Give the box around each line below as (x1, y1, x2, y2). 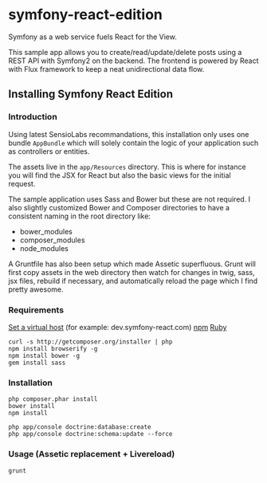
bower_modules (19, 226, 73, 236)
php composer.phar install (8, 395, 98, 403)
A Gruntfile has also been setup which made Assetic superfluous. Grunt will (8, 259, 257, 269)
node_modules (19, 243, 69, 253)
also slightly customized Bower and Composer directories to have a (8, 202, 230, 212)
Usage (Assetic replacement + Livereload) (8, 449, 175, 460)
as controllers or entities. (8, 146, 90, 156)
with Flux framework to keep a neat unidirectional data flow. (8, 64, 205, 73)
